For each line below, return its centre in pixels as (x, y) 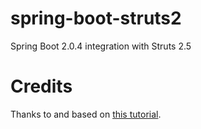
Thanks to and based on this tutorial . (86, 114)
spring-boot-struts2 (96, 18)
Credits (41, 86)
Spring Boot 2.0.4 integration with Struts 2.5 (101, 46)
